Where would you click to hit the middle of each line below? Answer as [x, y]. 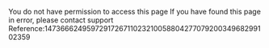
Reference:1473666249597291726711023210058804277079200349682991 [134, 28]
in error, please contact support [61, 20]
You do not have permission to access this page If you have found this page [134, 12]
